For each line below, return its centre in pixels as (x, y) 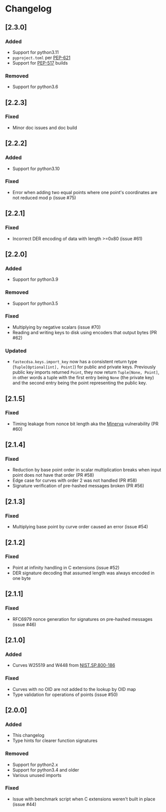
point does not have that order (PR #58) (53, 475)
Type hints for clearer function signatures (55, 740)
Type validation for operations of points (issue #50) (65, 694)
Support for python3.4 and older (46, 770)
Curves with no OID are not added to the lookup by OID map (74, 689)
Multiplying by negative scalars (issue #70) (57, 327)
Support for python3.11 (35, 52)
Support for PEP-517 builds (40, 63)
